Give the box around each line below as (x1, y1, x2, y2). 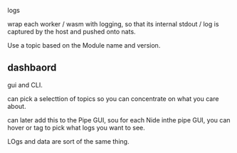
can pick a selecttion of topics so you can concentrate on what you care (7, 94, 219, 102)
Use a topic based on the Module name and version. (7, 41, 161, 49)
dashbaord (7, 62, 57, 74)
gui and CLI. (7, 80, 43, 89)
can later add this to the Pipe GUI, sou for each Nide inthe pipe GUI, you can (7, 115, 231, 124)
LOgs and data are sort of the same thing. (7, 137, 130, 145)
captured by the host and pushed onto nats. (7, 28, 137, 36)
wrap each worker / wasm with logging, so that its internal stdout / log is (7, 20, 219, 28)
